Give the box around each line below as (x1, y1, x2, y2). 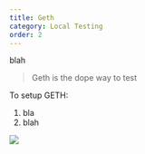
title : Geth (9, 13, 54, 23)
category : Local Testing (9, 22, 103, 31)
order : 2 (9, 30, 43, 39)
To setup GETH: (9, 90, 69, 101)
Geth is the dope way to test (31, 72, 138, 83)
